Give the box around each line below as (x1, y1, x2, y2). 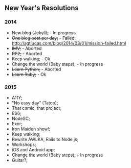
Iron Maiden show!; (11, 126, 51, 132)
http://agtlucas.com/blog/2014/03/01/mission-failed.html (11, 40, 126, 46)
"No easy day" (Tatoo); (11, 100, 58, 106)
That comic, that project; (11, 105, 62, 111)
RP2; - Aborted (11, 50, 43, 56)
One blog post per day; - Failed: (11, 35, 76, 41)
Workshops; (11, 142, 36, 147)
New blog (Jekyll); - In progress (11, 29, 76, 36)
